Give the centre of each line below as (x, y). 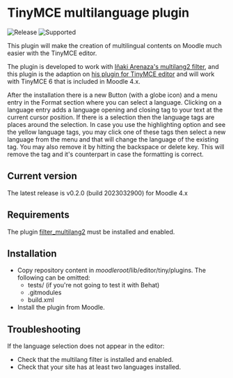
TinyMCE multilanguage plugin (98, 13)
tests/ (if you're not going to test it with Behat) (94, 285)
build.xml (41, 300)
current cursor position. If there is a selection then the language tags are (111, 117)
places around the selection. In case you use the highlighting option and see (116, 124)
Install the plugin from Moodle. (61, 308)
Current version (42, 176)
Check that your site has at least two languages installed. (99, 367)
